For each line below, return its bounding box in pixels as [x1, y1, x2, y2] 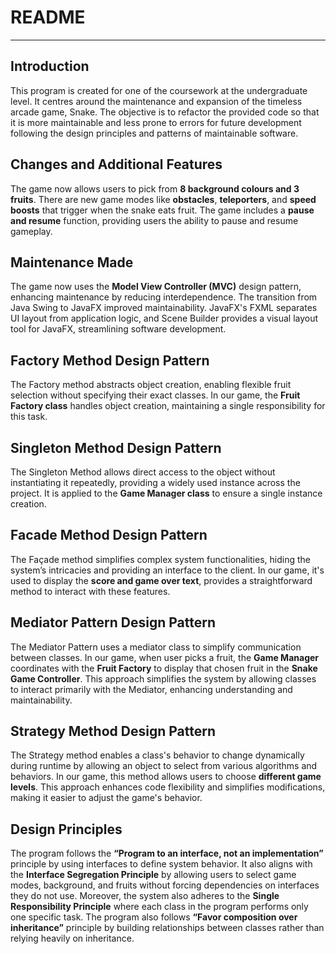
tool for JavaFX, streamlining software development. [10, 323, 227, 335]
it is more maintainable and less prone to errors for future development [10, 116, 302, 128]
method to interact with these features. [10, 585, 171, 597]
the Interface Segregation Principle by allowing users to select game [10, 869, 297, 881]
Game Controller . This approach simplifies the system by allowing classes [10, 672, 317, 685]
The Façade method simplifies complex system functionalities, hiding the [10, 553, 311, 565]
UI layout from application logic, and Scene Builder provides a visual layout [10, 312, 319, 325]
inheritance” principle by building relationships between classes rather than [10, 922, 325, 934]
